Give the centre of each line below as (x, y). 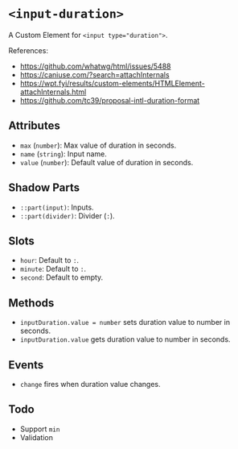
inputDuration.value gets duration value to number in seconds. (125, 339)
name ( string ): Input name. (63, 154)
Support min (40, 429)
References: (28, 50)
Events (26, 365)
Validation (37, 437)
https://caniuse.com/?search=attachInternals (95, 74)
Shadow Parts (44, 188)
